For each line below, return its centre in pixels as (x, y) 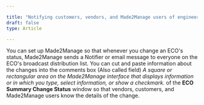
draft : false (23, 23)
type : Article (24, 28)
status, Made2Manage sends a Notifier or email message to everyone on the (102, 57)
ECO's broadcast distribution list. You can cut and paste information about (99, 63)
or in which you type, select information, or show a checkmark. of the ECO (100, 83)
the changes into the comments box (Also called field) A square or (89, 70)
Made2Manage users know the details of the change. (73, 96)
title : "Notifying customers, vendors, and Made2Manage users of (90, 17)
